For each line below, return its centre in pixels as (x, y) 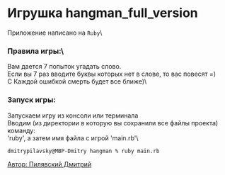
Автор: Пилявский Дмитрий (50, 164)
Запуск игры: (32, 100)
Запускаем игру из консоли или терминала (73, 115)
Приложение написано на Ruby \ (55, 33)
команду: (21, 130)
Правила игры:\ (36, 51)
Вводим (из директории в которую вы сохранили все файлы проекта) (113, 123)
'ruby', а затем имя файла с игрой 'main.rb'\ (73, 138)
